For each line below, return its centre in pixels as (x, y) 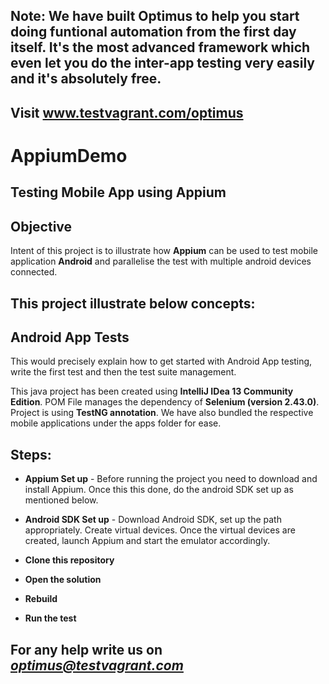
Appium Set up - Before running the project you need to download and (171, 479)
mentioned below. (61, 500)
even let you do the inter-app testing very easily (162, 63)
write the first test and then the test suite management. (123, 372)
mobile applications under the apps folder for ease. (116, 423)
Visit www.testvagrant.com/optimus (127, 112)
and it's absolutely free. (86, 79)
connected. (34, 272)
